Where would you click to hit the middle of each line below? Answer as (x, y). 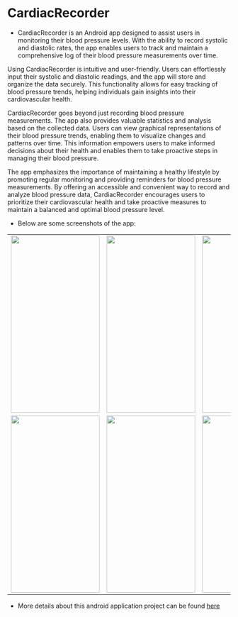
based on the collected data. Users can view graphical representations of (114, 128)
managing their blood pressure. (53, 158)
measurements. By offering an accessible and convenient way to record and (119, 187)
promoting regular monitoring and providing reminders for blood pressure (114, 179)
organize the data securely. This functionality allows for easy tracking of (113, 84)
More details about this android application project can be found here (119, 606)
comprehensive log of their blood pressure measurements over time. (118, 55)
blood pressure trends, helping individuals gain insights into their (102, 91)
